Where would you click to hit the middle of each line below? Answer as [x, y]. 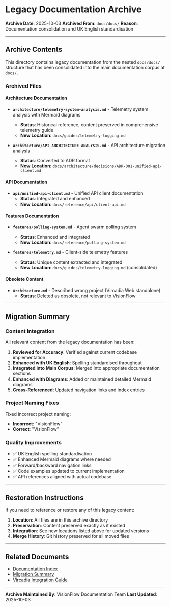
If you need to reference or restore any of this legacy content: [70, 510]
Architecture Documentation [36, 98]
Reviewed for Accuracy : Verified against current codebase [75, 352]
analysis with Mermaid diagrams [47, 114]
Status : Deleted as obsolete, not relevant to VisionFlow [78, 296]
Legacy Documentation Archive [74, 9]
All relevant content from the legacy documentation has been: [70, 342]
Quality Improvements [34, 443]
